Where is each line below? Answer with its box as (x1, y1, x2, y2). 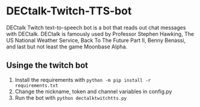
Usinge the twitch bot (6, 60, 89, 71)
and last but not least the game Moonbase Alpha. (6, 43, 128, 50)
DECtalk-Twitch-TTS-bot (6, 4, 132, 18)
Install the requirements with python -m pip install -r (14, 76, 151, 83)
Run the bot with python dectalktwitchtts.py (14, 94, 127, 101)
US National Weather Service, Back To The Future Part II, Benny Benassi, (6, 36, 186, 44)
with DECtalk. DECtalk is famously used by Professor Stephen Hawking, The (6, 30, 195, 37)
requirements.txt (14, 82, 59, 88)
